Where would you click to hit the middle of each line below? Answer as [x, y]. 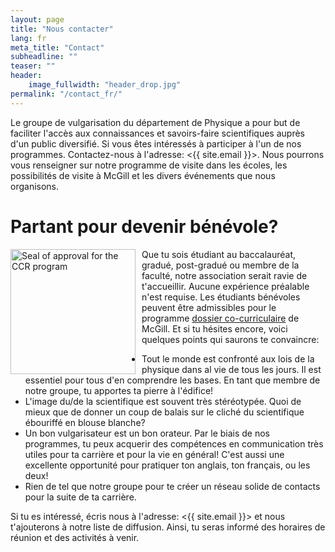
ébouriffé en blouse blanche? [85, 422]
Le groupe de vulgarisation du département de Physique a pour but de [155, 122]
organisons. [35, 186]
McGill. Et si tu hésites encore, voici [214, 328]
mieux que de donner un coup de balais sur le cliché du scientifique [164, 412]
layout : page [37, 19]
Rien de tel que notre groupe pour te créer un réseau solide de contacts [172, 486]
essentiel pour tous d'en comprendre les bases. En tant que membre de [172, 380]
